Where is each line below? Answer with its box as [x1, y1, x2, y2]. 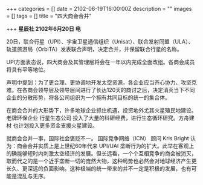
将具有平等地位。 [6, 66, 49, 73]
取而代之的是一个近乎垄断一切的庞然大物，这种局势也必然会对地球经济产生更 [6, 157, 197, 164]
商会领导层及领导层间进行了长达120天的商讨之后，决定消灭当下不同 [27, 86, 195, 93]
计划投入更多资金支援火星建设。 [18, 122, 98, 129]
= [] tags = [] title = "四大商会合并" [6, 12, 92, 19]
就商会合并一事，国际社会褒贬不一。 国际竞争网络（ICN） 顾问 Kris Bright [6, 135, 189, 141]
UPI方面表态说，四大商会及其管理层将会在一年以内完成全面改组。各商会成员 [6, 59, 195, 65]
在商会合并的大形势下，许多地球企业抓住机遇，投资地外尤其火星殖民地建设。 [6, 107, 197, 114]
